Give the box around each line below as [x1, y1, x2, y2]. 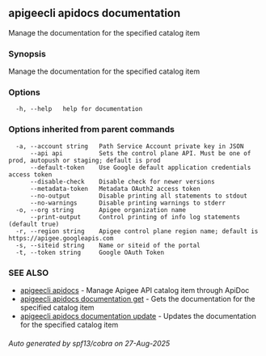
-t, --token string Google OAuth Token [15, 248, 164, 256]
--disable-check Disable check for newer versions [29, 177, 216, 185]
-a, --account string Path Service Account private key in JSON [15, 142, 244, 150]
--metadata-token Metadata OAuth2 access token [29, 184, 201, 193]
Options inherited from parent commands [8, 124, 175, 135]
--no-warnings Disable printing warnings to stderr [29, 198, 226, 207]
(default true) [8, 220, 60, 228]
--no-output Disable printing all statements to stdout [29, 192, 248, 200]
